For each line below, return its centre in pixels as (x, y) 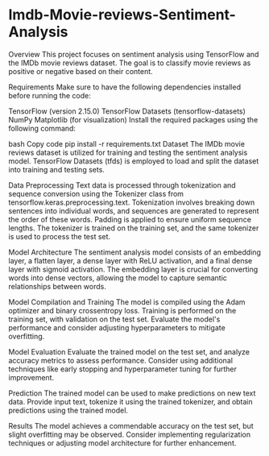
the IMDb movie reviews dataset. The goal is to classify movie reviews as (130, 63)
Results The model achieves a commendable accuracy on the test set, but (131, 425)
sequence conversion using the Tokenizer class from (96, 193)
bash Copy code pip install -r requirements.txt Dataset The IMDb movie (127, 143)
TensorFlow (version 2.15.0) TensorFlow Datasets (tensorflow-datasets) (127, 111)
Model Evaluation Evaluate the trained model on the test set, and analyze (129, 351)
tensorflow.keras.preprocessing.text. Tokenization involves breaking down (132, 202)
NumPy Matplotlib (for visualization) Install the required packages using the (133, 119)
